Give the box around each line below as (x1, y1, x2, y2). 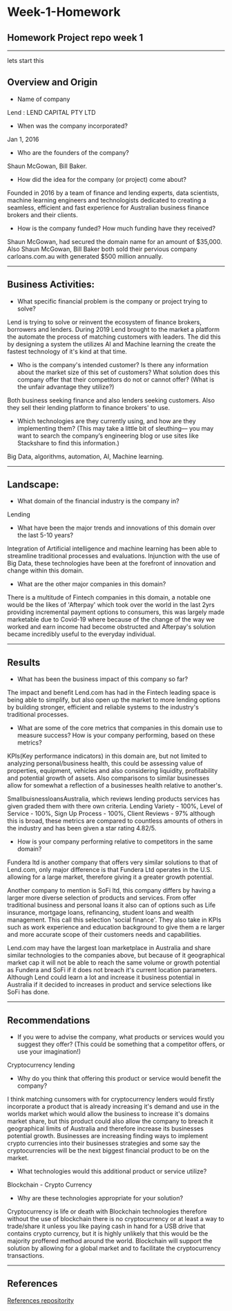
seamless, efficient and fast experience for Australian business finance (7, 203, 209, 212)
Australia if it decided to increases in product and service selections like (7, 980, 212, 989)
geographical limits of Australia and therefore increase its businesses (7, 1124, 204, 1133)
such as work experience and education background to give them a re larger (7, 923, 225, 931)
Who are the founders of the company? (17, 148, 129, 156)
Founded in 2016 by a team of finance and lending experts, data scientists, (7, 188, 220, 197)
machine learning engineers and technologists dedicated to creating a (7, 196, 206, 204)
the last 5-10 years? (17, 531, 74, 539)
